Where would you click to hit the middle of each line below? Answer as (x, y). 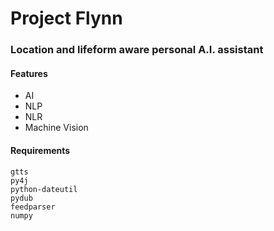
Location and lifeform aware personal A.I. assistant (137, 50)
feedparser (33, 207)
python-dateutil (44, 189)
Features (29, 73)
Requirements (40, 150)
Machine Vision (56, 128)
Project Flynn (66, 18)
